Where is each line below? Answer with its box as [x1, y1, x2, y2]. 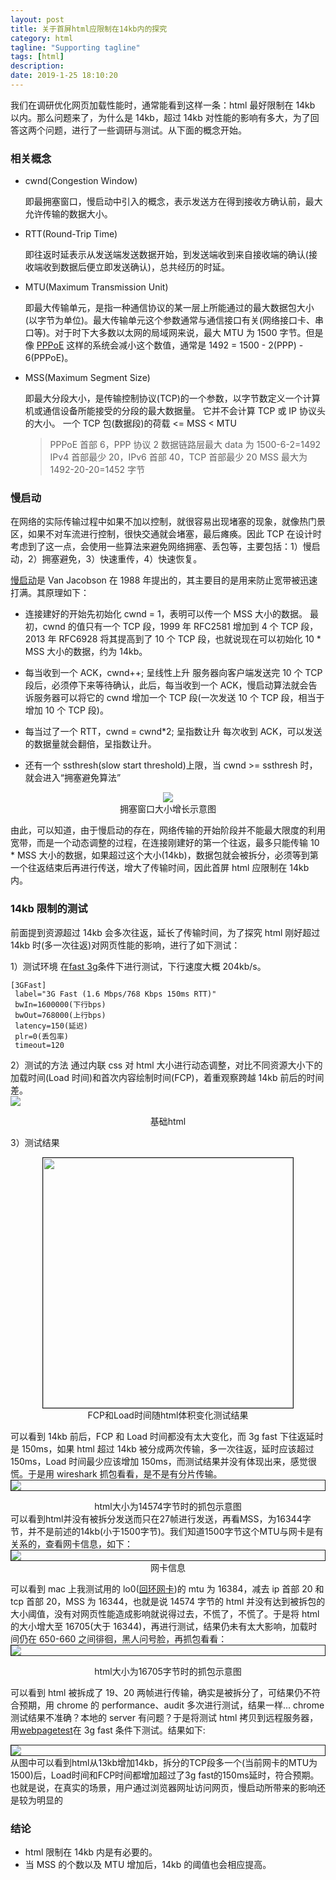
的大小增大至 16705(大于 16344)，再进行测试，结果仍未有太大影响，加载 [10, 1620, 309, 1632]
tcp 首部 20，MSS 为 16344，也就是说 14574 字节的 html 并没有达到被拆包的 [10, 1595, 326, 1607]
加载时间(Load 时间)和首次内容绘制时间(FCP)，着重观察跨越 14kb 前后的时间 [10, 1071, 325, 1083]
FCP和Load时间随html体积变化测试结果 [87, 1409, 249, 1421]
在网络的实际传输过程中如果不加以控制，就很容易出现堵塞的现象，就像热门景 [10, 516, 326, 528]
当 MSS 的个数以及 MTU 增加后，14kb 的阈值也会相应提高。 [24, 1859, 272, 1871]
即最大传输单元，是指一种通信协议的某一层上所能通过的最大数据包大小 [24, 302, 315, 314]
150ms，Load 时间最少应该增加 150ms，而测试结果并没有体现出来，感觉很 [10, 1455, 317, 1467]
